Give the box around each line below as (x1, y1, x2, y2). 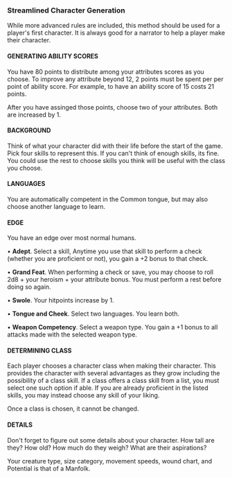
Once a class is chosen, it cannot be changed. (7, 404, 139, 413)
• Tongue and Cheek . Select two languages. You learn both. (7, 309, 180, 318)
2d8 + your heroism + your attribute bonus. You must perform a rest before (7, 275, 222, 284)
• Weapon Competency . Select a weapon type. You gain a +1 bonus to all (7, 323, 218, 332)
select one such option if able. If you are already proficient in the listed (7, 384, 209, 392)
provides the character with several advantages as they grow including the (7, 369, 220, 377)
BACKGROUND (7, 126, 51, 135)
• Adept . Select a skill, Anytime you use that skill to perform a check (7, 247, 202, 255)
